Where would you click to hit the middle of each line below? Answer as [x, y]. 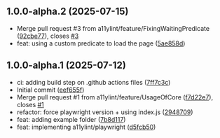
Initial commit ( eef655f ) [50, 90]
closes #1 [30, 104]
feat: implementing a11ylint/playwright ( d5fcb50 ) [86, 127]
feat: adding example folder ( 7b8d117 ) [71, 119]
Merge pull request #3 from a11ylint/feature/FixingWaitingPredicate [113, 28]
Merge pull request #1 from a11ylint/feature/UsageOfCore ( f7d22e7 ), [115, 97]
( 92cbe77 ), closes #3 [48, 36]
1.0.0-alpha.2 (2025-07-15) [68, 12]
